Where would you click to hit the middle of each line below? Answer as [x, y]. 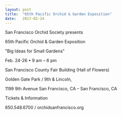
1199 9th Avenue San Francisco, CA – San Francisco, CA [61, 89]
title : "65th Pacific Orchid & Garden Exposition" [58, 14]
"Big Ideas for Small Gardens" [35, 51]
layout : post [18, 9]
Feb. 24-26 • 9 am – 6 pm [31, 61]
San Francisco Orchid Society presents [44, 33]
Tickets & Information [26, 98]
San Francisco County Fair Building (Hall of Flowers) [57, 70]
